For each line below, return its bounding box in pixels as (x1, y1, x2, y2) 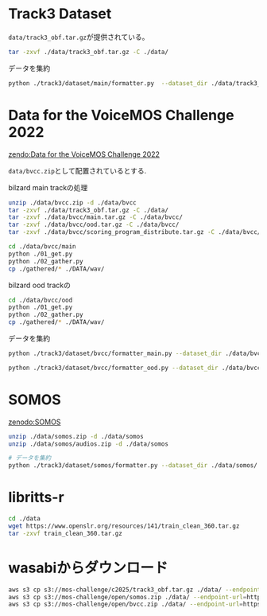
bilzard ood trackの (8, 280, 72, 290)
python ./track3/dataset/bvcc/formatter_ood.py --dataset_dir (8, 364, 219, 372)
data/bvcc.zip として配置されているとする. (8, 166, 147, 175)
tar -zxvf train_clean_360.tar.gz (8, 529, 123, 537)
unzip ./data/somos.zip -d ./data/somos (8, 432, 145, 440)
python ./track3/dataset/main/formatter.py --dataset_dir (8, 79, 208, 88)
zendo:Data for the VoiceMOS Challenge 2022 (8, 149, 161, 159)
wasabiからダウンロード (8, 559, 168, 577)
